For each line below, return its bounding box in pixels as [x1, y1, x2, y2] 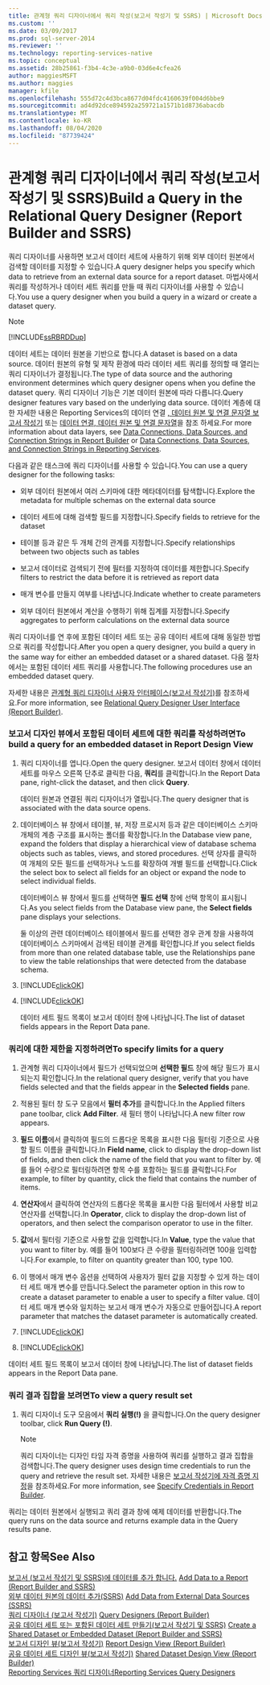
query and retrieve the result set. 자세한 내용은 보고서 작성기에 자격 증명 [19, 1471, 251, 1481]
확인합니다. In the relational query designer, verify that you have [41, 1073, 249, 1083]
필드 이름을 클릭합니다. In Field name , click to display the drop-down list [28, 1145, 261, 1155]
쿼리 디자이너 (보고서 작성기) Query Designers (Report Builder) [8, 1610, 211, 1620]
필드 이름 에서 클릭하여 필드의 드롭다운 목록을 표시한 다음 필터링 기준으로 [19, 1135, 245, 1144]
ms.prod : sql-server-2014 [8, 34, 95, 43]
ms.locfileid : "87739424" [8, 131, 95, 139]
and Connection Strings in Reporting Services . [8, 444, 162, 454]
